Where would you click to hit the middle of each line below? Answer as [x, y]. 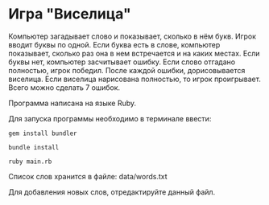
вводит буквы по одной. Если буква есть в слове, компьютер [114, 44]
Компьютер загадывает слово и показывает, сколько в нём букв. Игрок [132, 36]
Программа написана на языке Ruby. [72, 103]
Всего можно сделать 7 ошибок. [64, 87]
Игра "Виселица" [70, 14]
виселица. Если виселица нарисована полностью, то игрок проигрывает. [135, 79]
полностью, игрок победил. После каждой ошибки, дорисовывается [127, 70]
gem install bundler [43, 133]
